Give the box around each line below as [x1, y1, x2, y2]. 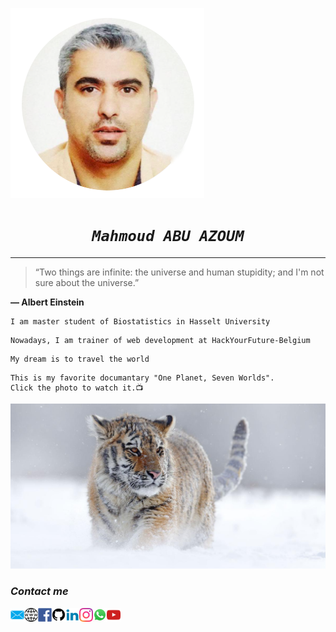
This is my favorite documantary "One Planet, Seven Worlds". [10, 373, 275, 383]
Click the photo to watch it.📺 [10, 383, 144, 393]
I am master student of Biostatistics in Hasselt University [10, 316, 271, 327]
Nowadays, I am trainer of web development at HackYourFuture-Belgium [10, 335, 311, 345]
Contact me [10, 584, 69, 598]
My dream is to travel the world [10, 354, 150, 364]
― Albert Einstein [10, 296, 85, 308]
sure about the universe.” [34, 276, 140, 288]
